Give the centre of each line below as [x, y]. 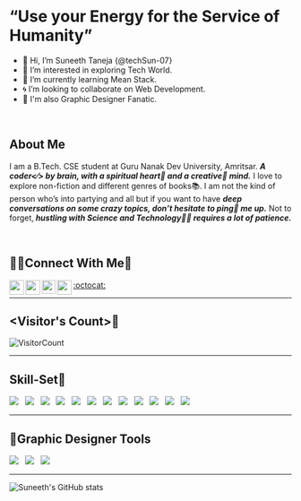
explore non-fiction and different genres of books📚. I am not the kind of [142, 186]
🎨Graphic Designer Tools [80, 439]
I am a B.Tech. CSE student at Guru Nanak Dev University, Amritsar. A [138, 166]
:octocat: [89, 285]
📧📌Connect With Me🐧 [71, 263]
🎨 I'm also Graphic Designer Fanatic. [89, 99]
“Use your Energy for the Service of [145, 17]
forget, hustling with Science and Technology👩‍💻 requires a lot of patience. [150, 218]
